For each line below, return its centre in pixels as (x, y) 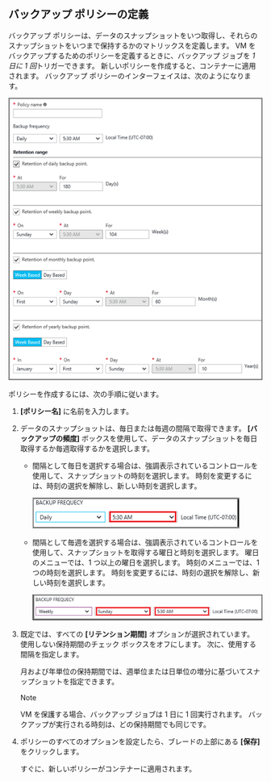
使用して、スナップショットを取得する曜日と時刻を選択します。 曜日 (146, 552)
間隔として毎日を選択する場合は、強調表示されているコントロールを (145, 466)
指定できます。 (94, 682)
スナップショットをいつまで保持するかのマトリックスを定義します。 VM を (132, 45)
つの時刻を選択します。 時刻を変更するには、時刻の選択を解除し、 (142, 572)
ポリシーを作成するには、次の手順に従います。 (86, 394)
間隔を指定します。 (52, 654)
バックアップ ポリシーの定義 (79, 15)
